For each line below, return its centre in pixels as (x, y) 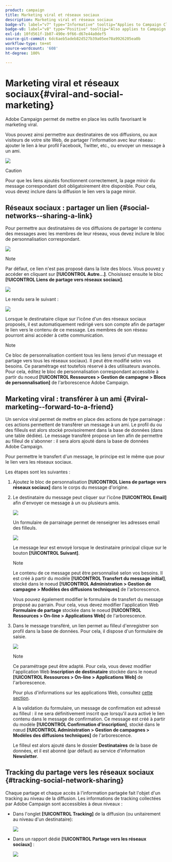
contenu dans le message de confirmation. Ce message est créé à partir (89, 719)
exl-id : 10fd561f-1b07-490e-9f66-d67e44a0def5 (56, 34)
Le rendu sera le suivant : (32, 300)
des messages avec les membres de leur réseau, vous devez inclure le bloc (85, 234)
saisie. (19, 637)
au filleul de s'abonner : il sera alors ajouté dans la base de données (77, 441)
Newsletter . (25, 757)
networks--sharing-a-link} (49, 216)
